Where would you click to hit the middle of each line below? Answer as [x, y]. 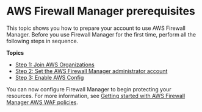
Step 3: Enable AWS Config [49, 77]
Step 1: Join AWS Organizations [55, 65]
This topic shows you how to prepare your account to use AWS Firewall [96, 28]
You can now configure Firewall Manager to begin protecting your [89, 89]
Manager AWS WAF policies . [42, 102]
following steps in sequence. [42, 41]
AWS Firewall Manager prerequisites [101, 11]
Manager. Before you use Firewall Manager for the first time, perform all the [101, 34]
